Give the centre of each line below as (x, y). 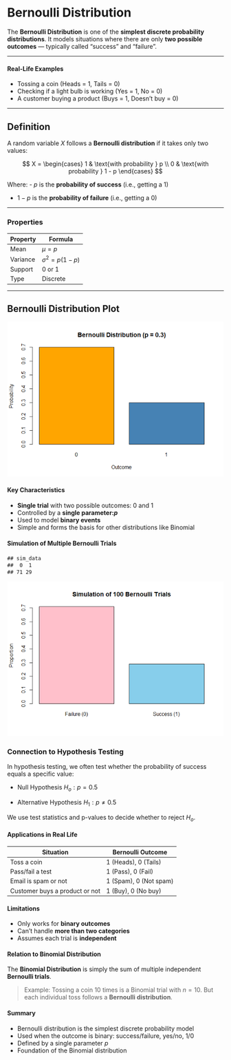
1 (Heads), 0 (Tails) (134, 862)
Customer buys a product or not (55, 891)
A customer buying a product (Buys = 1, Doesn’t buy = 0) (98, 98)
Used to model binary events (59, 520)
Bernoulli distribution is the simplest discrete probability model (106, 1028)
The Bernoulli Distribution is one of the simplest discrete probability (106, 32)
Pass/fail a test (31, 871)
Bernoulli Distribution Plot (64, 309)
